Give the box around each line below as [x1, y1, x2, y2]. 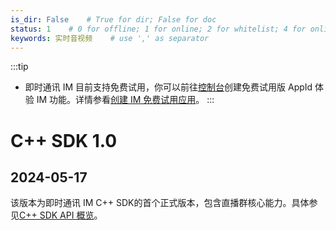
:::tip [10, 61, 29, 73]
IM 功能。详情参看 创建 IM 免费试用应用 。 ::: [36, 94, 215, 106]
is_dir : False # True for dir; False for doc [10, 14, 217, 25]
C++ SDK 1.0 [10, 129, 118, 152]
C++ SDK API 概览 [19, 209, 95, 221]
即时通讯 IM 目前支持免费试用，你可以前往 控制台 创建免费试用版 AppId [24, 81, 313, 93]
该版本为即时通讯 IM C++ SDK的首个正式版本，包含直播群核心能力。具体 [10, 197, 310, 209]
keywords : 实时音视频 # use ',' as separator [10, 33, 210, 43]
